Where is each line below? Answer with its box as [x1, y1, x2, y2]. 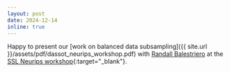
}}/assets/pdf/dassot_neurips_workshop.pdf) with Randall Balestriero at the [7, 50, 224, 58]
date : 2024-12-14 [7, 17, 58, 24]
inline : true [7, 23, 45, 30]
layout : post [7, 10, 45, 17]
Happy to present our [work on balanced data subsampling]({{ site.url [7, 43, 208, 51]
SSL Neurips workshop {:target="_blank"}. [7, 57, 128, 66]
